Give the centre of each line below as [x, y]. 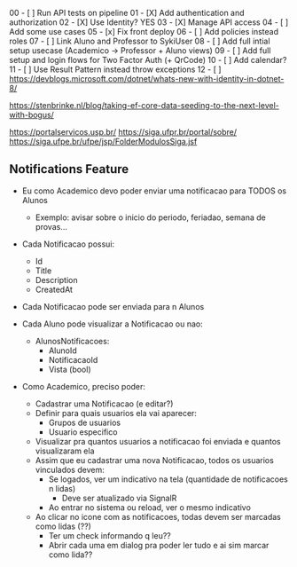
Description [56, 280]
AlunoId [63, 350]
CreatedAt [54, 289]
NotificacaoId [73, 359]
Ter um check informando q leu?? [109, 535]
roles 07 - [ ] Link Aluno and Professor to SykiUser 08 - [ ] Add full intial [140, 41]
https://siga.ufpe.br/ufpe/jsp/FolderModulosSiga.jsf [103, 142]
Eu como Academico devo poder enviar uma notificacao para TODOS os [154, 191]
